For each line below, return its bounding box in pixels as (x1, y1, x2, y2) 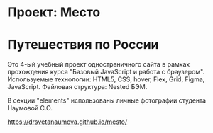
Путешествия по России (7, 37, 159, 53)
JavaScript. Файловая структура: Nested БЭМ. (7, 83, 148, 91)
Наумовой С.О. (7, 104, 53, 112)
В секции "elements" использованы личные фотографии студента (7, 96, 207, 105)
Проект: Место (7, 4, 101, 21)
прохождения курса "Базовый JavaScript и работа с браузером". (7, 68, 204, 76)
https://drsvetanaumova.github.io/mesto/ (7, 117, 128, 126)
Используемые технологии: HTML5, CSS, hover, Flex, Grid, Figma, (7, 75, 205, 83)
